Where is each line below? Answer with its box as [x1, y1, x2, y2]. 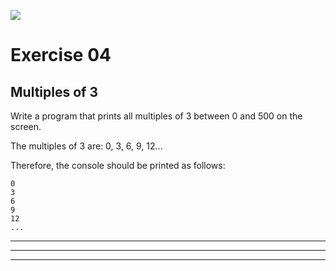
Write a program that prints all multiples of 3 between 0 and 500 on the [10, 110, 303, 122]
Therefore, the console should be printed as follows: [10, 160, 226, 171]
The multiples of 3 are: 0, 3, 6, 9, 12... [10, 140, 163, 152]
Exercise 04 [10, 44, 112, 67]
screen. [10, 121, 42, 132]
